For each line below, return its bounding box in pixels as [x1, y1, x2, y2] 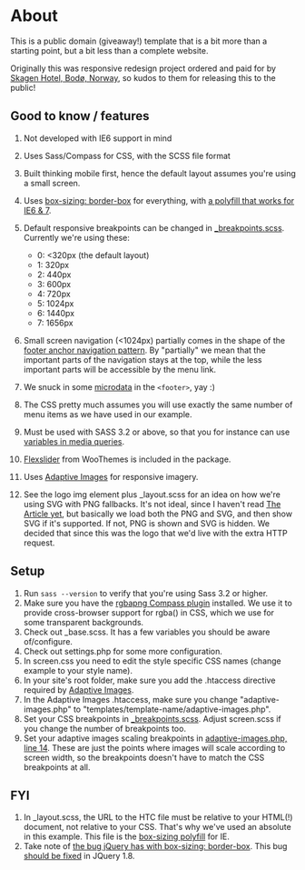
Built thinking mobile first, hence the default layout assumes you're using [23, 167, 296, 178]
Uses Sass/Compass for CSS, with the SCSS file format [23, 150, 231, 161]
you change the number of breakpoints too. [23, 723, 187, 734]
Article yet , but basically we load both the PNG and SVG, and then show [23, 508, 293, 519]
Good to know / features [10, 108, 150, 124]
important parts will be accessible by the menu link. [23, 364, 217, 375]
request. [23, 537, 55, 548]
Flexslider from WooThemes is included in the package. [23, 454, 231, 465]
